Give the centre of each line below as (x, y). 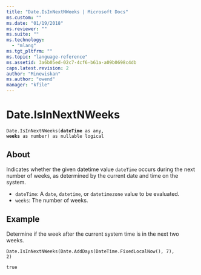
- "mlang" (24, 46)
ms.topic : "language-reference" (47, 57)
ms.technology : (25, 40)
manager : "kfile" (28, 85)
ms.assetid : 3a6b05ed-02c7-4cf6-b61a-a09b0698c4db (71, 62)
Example (23, 219)
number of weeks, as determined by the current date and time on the (92, 175)
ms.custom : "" (24, 18)
